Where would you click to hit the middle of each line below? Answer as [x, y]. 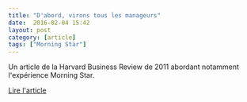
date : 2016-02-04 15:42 [49, 23]
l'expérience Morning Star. [51, 75]
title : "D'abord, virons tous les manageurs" [84, 15]
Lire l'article [27, 90]
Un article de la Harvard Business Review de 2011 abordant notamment [124, 67]
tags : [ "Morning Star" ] [47, 45]
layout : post [30, 30]
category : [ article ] [42, 37]
